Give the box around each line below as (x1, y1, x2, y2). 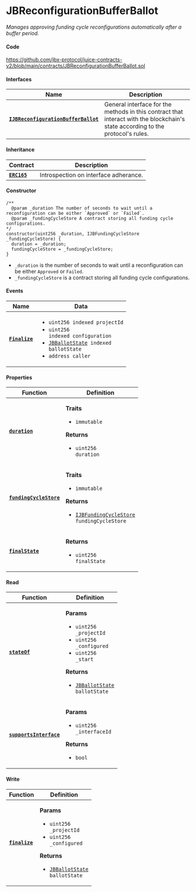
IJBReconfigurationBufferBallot (9, 116, 99, 122)
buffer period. (6, 29, 40, 36)
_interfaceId (75, 729, 112, 735)
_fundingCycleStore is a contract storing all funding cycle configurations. (14, 274, 190, 281)
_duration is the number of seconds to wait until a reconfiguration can (14, 262, 184, 269)
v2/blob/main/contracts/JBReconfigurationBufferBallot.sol (6, 63, 146, 70)
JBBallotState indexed (48, 339, 112, 346)
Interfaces (6, 76, 32, 83)
